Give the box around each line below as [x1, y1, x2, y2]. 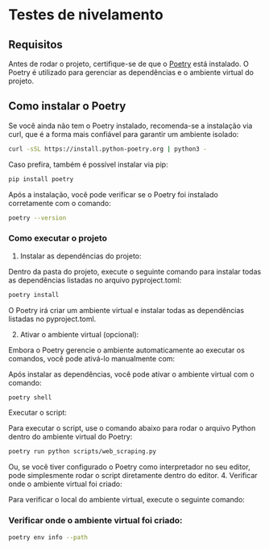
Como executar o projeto [8, 233, 107, 244]
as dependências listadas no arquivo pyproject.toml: [8, 275, 182, 285]
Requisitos [8, 38, 63, 52]
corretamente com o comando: [8, 198, 111, 208]
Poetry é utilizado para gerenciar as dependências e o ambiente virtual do [8, 68, 255, 77]
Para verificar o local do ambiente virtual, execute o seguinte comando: [8, 495, 246, 505]
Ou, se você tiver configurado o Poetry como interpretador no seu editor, [8, 462, 251, 472]
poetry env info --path [8, 533, 89, 541]
